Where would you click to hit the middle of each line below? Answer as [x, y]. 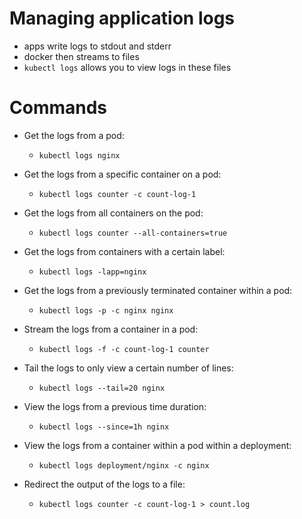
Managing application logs [122, 18]
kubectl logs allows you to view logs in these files [127, 67]
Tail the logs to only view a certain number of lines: [128, 368]
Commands [58, 108]
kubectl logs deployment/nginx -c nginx [124, 465]
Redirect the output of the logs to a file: [104, 484]
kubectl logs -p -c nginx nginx [106, 310]
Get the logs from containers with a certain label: [124, 251]
